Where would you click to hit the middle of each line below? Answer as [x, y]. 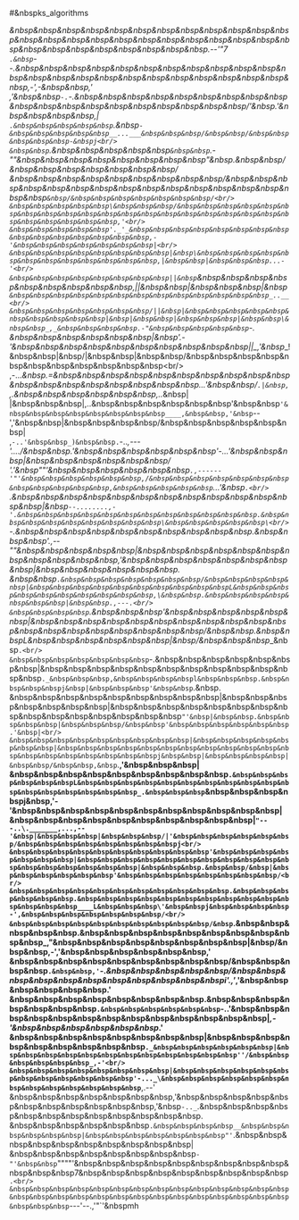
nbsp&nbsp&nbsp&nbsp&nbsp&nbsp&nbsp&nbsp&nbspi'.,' [123, 980]
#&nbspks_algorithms [49, 13]
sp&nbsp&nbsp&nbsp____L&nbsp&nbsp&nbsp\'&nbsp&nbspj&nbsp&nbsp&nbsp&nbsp [149, 907]
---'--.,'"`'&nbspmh [104, 1206]
